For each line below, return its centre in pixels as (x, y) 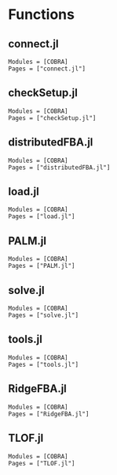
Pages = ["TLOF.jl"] (42, 463)
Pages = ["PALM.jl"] (42, 266)
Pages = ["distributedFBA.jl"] (59, 168)
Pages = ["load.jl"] (42, 217)
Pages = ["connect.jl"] (47, 69)
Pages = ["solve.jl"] (44, 315)
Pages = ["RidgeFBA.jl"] (49, 414)
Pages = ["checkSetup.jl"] (52, 118)
